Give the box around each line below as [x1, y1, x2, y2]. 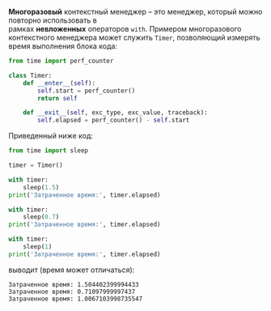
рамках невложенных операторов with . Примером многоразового [8, 24, 242, 33]
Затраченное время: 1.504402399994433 [8, 280, 139, 288]
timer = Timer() [8, 161, 63, 169]
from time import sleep [8, 147, 89, 155]
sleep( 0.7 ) [23, 213, 60, 221]
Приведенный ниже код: [8, 131, 93, 141]
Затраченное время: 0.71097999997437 [8, 288, 136, 296]
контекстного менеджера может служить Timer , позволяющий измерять [8, 32, 260, 42]
